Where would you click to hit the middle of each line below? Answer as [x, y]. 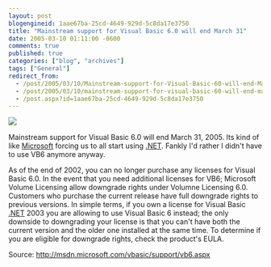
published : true [35, 53]
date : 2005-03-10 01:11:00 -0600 [65, 38]
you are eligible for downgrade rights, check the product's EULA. [116, 239]
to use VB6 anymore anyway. [57, 155]
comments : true [34, 46]
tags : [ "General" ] [39, 69]
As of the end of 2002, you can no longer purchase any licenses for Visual [132, 170]
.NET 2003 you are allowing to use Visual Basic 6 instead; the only [119, 213]
